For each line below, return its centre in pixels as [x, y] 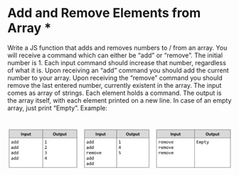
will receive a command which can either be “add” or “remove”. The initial [115, 55]
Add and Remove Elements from [104, 13]
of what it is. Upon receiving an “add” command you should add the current [118, 70]
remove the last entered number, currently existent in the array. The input [115, 85]
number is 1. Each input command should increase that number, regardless [117, 62]
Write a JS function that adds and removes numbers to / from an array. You [117, 47]
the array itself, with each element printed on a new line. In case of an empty [119, 100]
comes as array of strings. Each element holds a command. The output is [115, 93]
